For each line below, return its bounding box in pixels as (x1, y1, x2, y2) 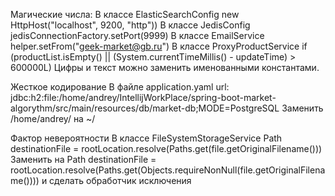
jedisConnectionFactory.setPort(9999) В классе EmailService (10, 30, 265, 41)
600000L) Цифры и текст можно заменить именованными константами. (10, 62, 320, 73)
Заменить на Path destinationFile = (10, 154, 157, 165)
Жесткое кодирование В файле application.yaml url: (10, 81, 230, 93)
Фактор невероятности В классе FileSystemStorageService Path (10, 132, 283, 144)
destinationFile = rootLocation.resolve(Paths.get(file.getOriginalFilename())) (10, 143, 323, 154)
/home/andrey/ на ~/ (10, 113, 96, 124)
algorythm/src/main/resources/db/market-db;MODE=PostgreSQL (10, 102, 280, 114)
